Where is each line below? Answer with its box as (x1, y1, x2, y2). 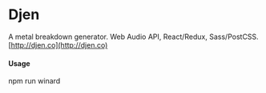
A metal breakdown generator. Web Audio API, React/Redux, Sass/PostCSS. (8, 32, 259, 41)
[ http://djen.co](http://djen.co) (8, 40, 108, 49)
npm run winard (8, 76, 61, 86)
